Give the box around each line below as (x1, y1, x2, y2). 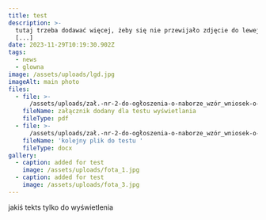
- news (15, 56, 37, 64)
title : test (8, 11, 47, 20)
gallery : (8, 151, 37, 159)
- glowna (15, 63, 44, 71)
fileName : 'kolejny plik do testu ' (22, 136, 144, 145)
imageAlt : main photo (8, 78, 80, 85)
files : (8, 85, 30, 93)
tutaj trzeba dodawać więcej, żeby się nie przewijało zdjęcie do (15, 26, 239, 34)
